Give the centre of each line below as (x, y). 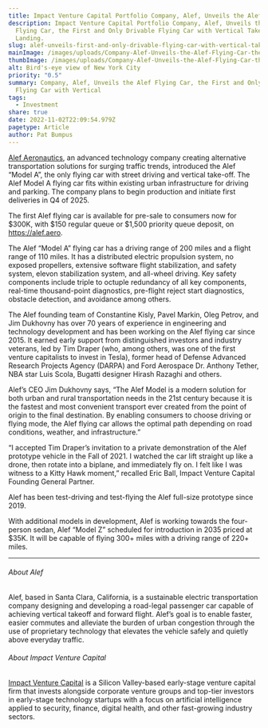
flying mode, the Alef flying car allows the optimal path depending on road (130, 423)
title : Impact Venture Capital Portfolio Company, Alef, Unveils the (126, 16)
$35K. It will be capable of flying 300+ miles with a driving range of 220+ (129, 538)
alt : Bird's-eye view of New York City (75, 68)
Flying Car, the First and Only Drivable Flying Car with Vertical (130, 30)
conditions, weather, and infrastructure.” (75, 432)
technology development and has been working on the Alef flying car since (132, 331)
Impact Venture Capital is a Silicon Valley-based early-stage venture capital (132, 683)
